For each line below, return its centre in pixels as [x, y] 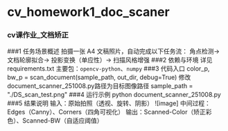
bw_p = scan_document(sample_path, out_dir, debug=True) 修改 [99, 78]
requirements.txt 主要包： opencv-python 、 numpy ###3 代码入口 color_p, [108, 69]
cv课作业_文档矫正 [38, 35]
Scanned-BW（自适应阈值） [62, 121]
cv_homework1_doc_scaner [88, 12]
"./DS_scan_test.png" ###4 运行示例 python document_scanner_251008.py [114, 95]
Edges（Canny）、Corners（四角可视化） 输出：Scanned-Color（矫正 [106, 112]
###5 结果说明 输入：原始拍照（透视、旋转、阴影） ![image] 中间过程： [109, 103]
